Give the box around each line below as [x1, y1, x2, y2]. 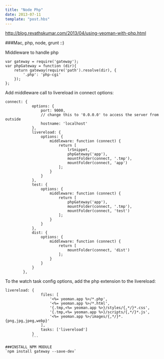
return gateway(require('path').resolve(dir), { [14, 68, 117, 73]
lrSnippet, [67, 148, 90, 153]
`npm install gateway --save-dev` [5, 349, 77, 354]
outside [5, 117, 21, 122]
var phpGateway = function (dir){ [5, 63, 77, 69]
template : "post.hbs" [5, 16, 50, 21]
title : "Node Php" [5, 7, 43, 12]
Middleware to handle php [5, 49, 59, 55]
